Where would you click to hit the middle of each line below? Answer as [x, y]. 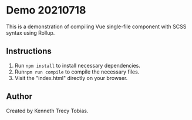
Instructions [29, 51]
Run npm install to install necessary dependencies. [78, 65]
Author [19, 97]
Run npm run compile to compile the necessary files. [77, 72]
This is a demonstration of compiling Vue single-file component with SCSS [96, 26]
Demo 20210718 [46, 10]
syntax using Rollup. [31, 32]
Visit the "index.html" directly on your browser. [71, 78]
